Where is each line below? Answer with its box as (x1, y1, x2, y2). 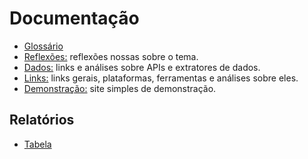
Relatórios (9, 112, 75, 129)
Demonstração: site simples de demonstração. (23, 82, 217, 94)
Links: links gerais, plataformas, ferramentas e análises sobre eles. (23, 72, 299, 84)
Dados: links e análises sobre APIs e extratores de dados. (23, 61, 261, 73)
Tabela (23, 138, 52, 150)
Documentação (9, 7, 140, 30)
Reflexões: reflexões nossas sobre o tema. (23, 50, 199, 62)
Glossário (23, 40, 64, 52)
